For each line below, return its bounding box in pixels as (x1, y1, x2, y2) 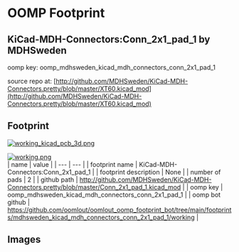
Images (7, 234, 41, 246)
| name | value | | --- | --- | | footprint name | (7, 160, 138, 168)
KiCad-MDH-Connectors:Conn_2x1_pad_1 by (7, 33, 211, 45)
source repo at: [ (7, 77, 56, 85)
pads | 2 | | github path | (7, 175, 78, 184)
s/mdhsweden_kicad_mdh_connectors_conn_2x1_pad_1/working (7, 213, 195, 221)
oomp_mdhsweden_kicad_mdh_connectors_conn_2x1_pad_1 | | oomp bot (7, 190, 221, 199)
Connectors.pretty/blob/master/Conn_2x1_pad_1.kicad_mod (7, 182, 181, 191)
